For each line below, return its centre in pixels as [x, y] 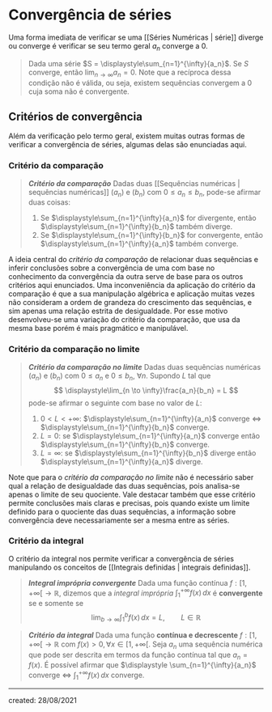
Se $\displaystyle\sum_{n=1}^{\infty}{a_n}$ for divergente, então [148, 218]
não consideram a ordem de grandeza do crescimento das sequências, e [130, 303]
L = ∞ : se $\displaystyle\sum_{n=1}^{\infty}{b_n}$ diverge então [148, 453]
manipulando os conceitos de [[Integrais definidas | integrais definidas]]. [130, 567]
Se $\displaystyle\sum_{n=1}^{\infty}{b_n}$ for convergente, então [151, 235]
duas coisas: [49, 202]
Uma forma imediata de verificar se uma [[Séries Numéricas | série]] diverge [136, 37]
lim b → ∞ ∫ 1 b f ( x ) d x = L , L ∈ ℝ [146, 617]
